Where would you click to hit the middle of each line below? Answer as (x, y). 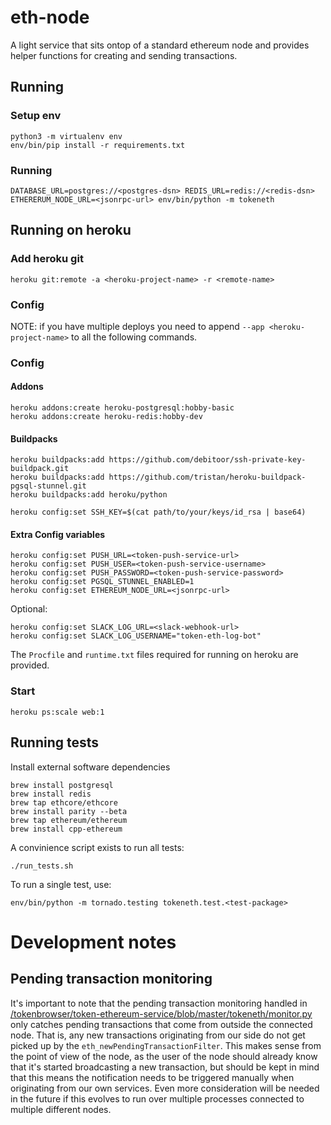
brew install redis (51, 794)
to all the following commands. (134, 337)
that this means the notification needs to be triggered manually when (152, 1077)
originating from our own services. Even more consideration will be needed (165, 1088)
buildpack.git (40, 469)
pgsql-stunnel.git (48, 486)
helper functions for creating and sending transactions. (124, 55)
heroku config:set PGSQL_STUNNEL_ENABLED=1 (102, 582)
